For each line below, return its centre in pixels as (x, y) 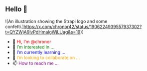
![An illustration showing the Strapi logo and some (56, 21)
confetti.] (14, 26)
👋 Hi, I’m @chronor (32, 41)
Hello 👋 (16, 9)
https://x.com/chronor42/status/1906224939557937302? (83, 26)
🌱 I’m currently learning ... (39, 52)
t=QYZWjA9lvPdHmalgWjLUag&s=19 (43, 32)
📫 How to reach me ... (35, 63)
